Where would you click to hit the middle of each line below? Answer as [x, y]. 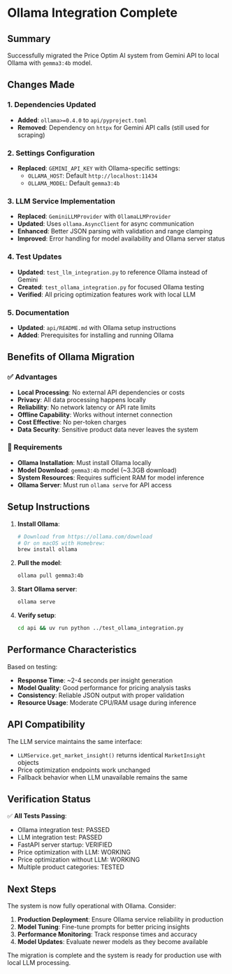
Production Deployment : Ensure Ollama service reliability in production [120, 919]
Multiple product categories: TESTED [71, 867]
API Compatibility [46, 725]
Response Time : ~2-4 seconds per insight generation [95, 680]
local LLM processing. [39, 963]
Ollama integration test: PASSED [64, 830]
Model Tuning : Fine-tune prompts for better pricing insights [103, 927]
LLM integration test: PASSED [60, 838]
